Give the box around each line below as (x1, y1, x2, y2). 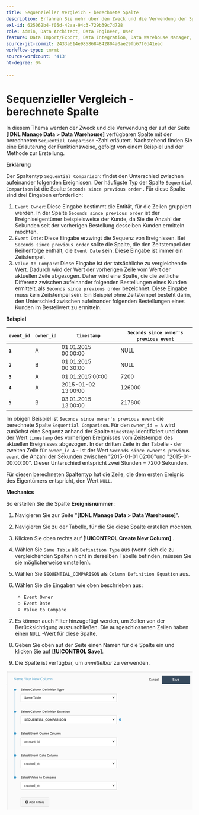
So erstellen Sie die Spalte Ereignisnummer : (6, 500, 117, 507)
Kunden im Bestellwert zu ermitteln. (14, 304, 102, 311)
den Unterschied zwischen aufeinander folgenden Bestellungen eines (14, 297, 185, 305)
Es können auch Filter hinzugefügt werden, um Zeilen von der (14, 617, 166, 624)
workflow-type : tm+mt (6, 47, 60, 53)
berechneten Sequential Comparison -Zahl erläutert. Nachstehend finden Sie (6, 137, 192, 144)
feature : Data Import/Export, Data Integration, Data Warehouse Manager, (6, 34, 192, 41)
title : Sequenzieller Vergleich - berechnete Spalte (6, 9, 139, 15)
